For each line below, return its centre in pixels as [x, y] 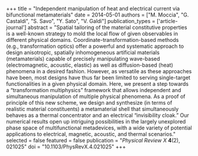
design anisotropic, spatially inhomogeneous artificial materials [83, 52]
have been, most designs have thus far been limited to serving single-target [98, 77]
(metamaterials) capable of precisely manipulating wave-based [83, 59]
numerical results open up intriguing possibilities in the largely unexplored [96, 121]
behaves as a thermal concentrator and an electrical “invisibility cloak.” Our [98, 115]
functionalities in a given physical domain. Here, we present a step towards [98, 84]
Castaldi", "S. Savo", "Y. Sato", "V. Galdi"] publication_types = [81, 21]
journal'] [16, 27]
